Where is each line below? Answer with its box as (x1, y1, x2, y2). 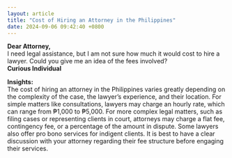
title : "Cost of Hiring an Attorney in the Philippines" (7, 17, 176, 24)
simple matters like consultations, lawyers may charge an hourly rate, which (7, 100, 225, 109)
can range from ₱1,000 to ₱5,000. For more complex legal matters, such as (7, 107, 223, 116)
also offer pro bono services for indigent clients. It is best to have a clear (7, 129, 215, 138)
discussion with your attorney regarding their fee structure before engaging (7, 137, 224, 145)
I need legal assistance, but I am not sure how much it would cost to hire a (7, 49, 220, 58)
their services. (7, 144, 49, 153)
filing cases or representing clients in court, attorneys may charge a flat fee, (7, 115, 225, 123)
